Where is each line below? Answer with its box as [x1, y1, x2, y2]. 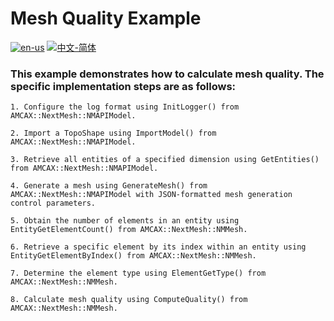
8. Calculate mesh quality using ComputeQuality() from [10, 295, 248, 305]
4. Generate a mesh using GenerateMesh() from [10, 181, 208, 191]
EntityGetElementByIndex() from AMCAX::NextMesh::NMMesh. [10, 251, 257, 261]
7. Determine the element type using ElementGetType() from [10, 268, 267, 279]
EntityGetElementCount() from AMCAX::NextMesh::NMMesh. [10, 225, 248, 235]
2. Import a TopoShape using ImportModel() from [10, 128, 217, 139]
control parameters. [10, 198, 97, 209]
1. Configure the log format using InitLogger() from [10, 102, 240, 112]
